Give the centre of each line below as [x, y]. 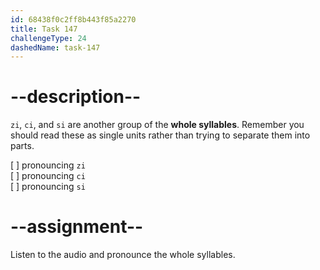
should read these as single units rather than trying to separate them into [160, 135]
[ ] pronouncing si [48, 187]
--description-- [76, 97]
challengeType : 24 [48, 38]
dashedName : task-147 [55, 47]
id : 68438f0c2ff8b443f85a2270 [73, 19]
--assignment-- [77, 227]
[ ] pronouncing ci [48, 176]
